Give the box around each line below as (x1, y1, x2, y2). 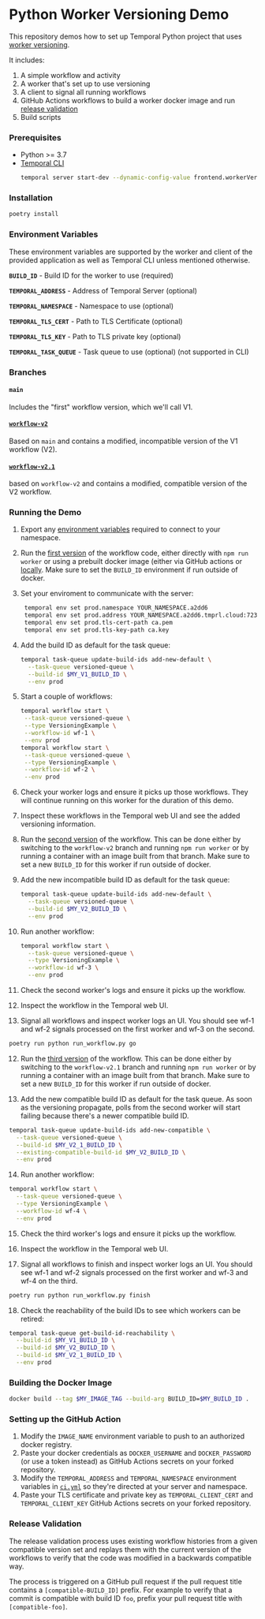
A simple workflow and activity (20, 70, 121, 80)
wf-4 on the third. (20, 1276, 78, 1285)
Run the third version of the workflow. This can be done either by (20, 1054, 232, 1063)
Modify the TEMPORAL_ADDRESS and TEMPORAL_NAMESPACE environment (20, 1473, 237, 1483)
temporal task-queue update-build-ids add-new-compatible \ (9, 1126, 211, 1134)
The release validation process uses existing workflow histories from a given (9, 1536, 258, 1546)
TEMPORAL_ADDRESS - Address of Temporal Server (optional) (9, 285, 198, 295)
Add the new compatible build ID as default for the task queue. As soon (20, 1094, 253, 1103)
